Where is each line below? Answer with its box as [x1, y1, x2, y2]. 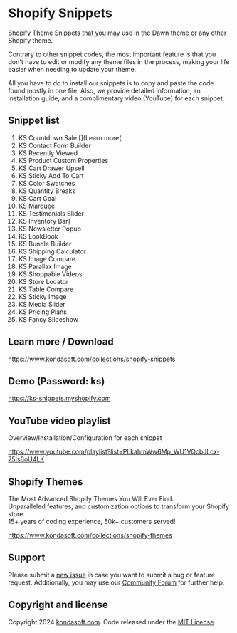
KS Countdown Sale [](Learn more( [18, 133, 122, 142]
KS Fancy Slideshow [18, 315, 79, 323]
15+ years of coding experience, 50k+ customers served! [8, 518, 177, 525]
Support [8, 552, 46, 564]
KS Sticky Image [18, 292, 67, 300]
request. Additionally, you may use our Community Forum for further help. [8, 578, 225, 587]
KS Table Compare [18, 285, 74, 293]
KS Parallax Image [18, 262, 72, 271]
